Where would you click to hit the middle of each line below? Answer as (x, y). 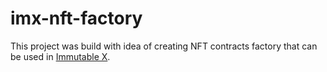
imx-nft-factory (76, 18)
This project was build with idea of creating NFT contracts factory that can (164, 46)
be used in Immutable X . (60, 56)
